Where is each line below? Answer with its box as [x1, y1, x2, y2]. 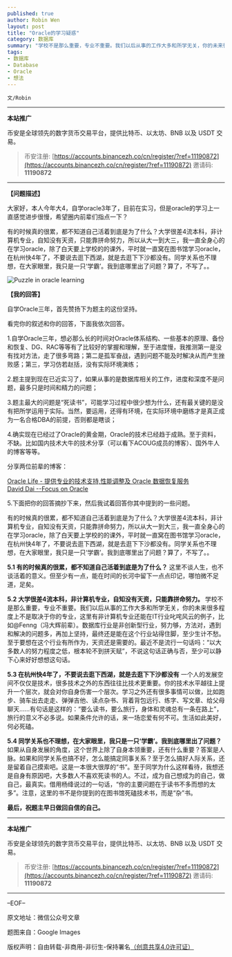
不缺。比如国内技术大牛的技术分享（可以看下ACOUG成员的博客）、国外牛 [7, 439, 214, 447]
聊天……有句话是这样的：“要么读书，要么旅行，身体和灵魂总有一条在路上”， [7, 705, 223, 713]
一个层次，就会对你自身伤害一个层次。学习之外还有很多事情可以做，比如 [12, 688, 219, 696]
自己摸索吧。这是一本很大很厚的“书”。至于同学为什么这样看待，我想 [25, 763, 219, 772]
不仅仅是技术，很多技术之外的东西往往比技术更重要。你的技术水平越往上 [12, 679, 219, 687]
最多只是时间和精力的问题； [19, 383, 98, 392]
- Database [7, 62, 39, 69]
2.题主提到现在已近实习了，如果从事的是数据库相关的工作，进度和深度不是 [7, 375, 219, 383]
